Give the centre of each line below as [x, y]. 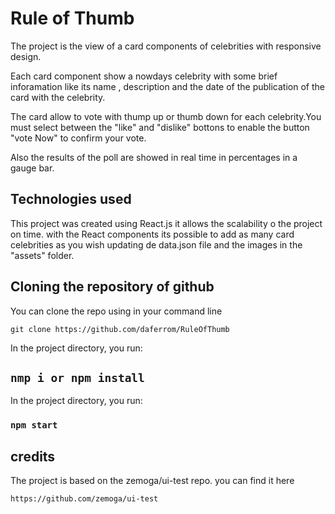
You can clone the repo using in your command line [116, 311]
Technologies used [71, 199]
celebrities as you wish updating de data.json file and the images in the [156, 244]
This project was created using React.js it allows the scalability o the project [166, 223]
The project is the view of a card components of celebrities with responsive [166, 46]
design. [26, 56]
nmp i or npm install [77, 377]
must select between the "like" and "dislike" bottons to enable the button [160, 127]
